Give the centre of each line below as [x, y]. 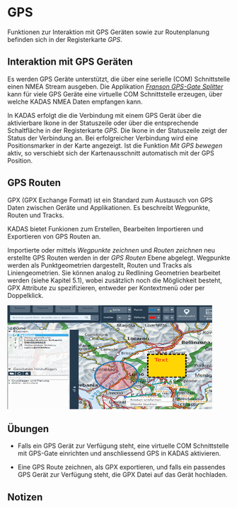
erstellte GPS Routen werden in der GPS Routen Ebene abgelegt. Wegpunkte [119, 258]
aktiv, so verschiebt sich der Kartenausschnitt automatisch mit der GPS [111, 153]
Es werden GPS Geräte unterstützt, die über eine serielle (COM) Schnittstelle [119, 79]
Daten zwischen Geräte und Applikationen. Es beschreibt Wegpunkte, [109, 207]
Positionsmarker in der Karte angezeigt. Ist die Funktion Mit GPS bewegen [115, 145]
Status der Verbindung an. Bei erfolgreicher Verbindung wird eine [103, 138]
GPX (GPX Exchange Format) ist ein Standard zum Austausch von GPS [110, 200]
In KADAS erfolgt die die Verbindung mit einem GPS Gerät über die [104, 115]
